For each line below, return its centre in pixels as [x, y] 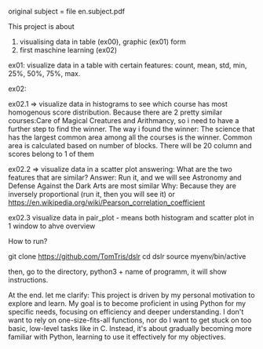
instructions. [28, 280]
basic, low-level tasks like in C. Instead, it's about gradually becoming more [130, 328]
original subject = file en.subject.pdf [67, 11]
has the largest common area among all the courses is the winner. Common [130, 137]
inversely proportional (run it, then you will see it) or [91, 194]
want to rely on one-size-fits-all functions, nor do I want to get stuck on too [130, 320]
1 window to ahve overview [52, 226]
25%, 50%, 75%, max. [44, 73]
